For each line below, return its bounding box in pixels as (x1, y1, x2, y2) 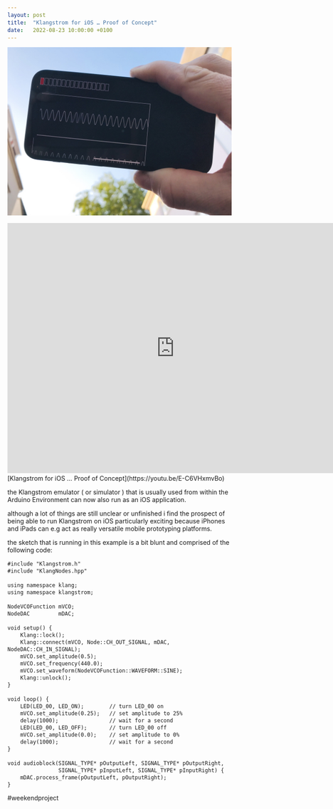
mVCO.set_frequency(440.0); (20, 660, 103, 667)
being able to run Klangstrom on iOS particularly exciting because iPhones (7, 517, 226, 526)
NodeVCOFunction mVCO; (7, 603, 75, 610)
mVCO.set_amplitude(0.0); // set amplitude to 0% (20, 731, 180, 738)
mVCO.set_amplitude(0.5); (20, 653, 97, 660)
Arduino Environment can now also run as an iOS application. (7, 496, 186, 504)
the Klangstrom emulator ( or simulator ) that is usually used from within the (7, 488, 229, 496)
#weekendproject (7, 794, 59, 803)
